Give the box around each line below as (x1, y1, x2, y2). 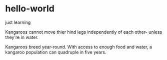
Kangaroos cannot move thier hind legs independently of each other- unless (5, 29, 162, 35)
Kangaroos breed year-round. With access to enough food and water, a (5, 44, 152, 50)
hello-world (5, 3, 55, 14)
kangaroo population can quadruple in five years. (5, 49, 106, 55)
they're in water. (5, 34, 38, 40)
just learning (5, 19, 31, 25)
